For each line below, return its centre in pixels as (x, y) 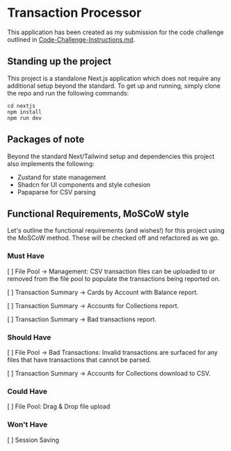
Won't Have (27, 425)
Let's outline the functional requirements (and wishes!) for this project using (116, 231)
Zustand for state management (62, 177)
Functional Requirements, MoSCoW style (98, 214)
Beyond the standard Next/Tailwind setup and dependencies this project (111, 156)
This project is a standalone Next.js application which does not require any (114, 78)
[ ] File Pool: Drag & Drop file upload (59, 406)
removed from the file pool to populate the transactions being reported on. (114, 278)
